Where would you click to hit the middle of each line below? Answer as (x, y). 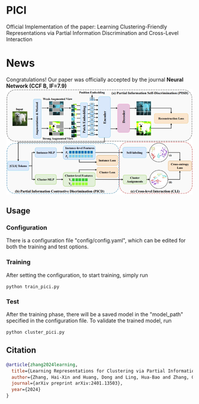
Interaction (19, 39)
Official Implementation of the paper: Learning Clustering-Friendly (87, 27)
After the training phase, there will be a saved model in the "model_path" (95, 315)
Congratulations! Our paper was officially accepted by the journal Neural (95, 79)
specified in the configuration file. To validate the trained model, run (89, 321)
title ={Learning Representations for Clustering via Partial (89, 371)
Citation (21, 350)
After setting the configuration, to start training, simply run (77, 275)
